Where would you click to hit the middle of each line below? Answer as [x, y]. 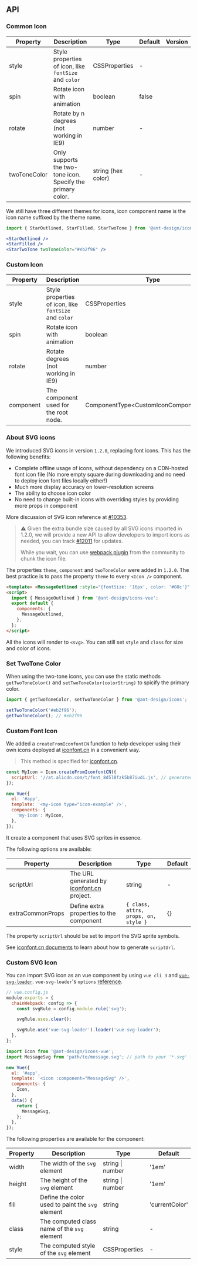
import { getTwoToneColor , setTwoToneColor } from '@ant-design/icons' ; [97, 700]
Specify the [69, 182]
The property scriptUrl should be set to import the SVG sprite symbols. [93, 936]
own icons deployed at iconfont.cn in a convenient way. [73, 750]
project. [81, 896]
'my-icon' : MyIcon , [40, 815]
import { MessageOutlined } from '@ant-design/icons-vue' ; [85, 598]
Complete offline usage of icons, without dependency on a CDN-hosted [101, 468]
